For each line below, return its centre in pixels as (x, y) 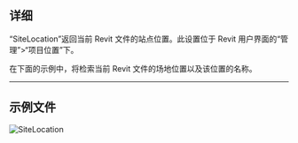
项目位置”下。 (53, 49)
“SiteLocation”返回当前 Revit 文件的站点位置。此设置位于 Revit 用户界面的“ (145, 39)
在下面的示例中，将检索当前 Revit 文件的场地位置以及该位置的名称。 (133, 68)
